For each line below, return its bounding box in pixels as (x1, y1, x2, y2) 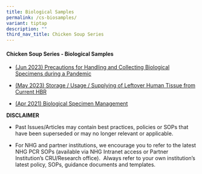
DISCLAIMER (6, 112, 39, 119)
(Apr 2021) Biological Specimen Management (15, 100, 128, 107)
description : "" (6, 25, 47, 32)
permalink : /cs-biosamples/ (6, 15, 77, 21)
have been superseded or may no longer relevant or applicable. (15, 130, 174, 137)
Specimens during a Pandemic (15, 70, 92, 78)
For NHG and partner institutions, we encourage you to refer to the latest (15, 142, 197, 149)
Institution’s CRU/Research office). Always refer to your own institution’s (15, 155, 195, 162)
